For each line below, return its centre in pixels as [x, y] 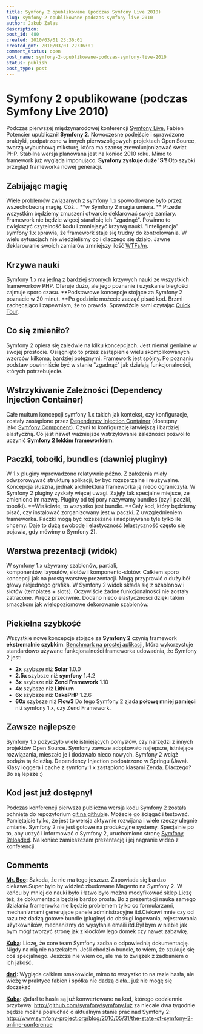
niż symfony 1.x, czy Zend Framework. [63, 708]
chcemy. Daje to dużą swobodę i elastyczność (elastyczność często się [96, 525]
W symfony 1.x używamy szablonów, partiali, [62, 566]
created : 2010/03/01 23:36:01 [45, 40]
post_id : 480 [23, 35]
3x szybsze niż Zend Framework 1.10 [62, 682]
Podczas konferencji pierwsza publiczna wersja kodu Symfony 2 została [96, 808]
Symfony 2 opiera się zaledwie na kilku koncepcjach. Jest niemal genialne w [102, 345]
